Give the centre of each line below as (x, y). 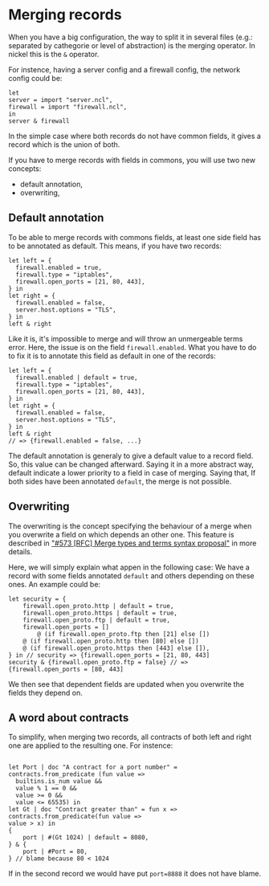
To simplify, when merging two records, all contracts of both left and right (130, 737)
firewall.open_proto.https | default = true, (100, 613)
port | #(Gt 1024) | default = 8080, (86, 838)
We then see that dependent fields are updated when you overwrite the (126, 684)
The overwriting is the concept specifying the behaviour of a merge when (130, 526)
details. (20, 551)
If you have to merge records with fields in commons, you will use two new (132, 160)
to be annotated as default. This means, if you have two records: (115, 246)
